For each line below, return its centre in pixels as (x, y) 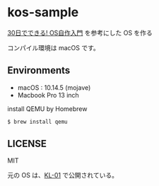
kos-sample (43, 12)
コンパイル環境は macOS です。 (54, 47)
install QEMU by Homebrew (47, 109)
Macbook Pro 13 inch (48, 95)
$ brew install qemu (38, 122)
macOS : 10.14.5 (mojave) (54, 87)
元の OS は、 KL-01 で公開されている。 (63, 175)
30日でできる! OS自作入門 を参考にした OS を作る (80, 33)
